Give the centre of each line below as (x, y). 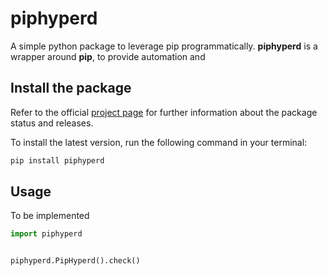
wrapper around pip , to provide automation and (108, 56)
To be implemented (50, 216)
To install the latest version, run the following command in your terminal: (159, 142)
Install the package (71, 88)
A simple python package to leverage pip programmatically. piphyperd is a (164, 46)
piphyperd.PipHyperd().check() (75, 261)
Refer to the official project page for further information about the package (164, 112)
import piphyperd (46, 234)
